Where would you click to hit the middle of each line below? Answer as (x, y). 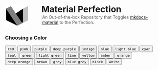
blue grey (77, 62)
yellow (88, 56)
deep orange (19, 62)
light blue (125, 49)
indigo (88, 49)
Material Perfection (81, 9)
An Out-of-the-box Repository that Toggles (86, 17)
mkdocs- (139, 17)
